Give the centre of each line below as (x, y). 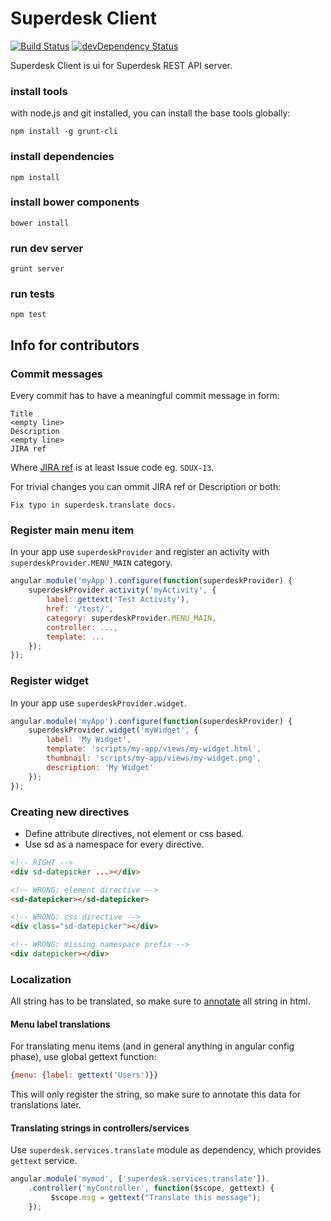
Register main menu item (72, 530)
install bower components (75, 202)
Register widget (50, 681)
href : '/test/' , (80, 609)
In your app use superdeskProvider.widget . (99, 703)
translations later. (46, 1105)
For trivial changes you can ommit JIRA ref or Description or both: (146, 487)
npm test (28, 315)
